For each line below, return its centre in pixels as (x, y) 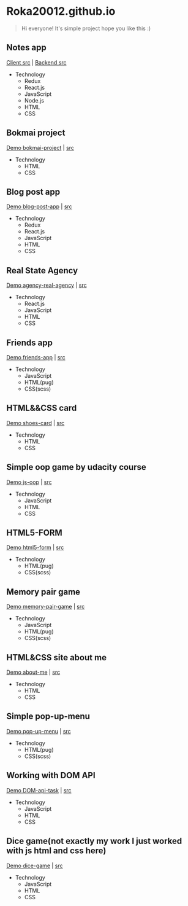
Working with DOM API (51, 775)
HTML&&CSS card (42, 408)
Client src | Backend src (36, 62)
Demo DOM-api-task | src (39, 790)
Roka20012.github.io (61, 11)
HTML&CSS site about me (57, 658)
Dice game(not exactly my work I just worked (94, 841)
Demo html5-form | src (35, 547)
